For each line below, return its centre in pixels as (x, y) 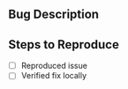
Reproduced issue (54, 66)
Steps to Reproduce (64, 44)
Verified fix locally (54, 76)
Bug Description (53, 15)
